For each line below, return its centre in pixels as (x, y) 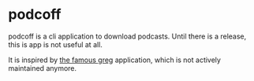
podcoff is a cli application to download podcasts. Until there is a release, (127, 36)
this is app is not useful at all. (55, 44)
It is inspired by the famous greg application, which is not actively (114, 60)
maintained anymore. (43, 68)
